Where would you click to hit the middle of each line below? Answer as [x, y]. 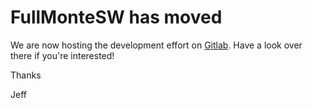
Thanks [26, 75]
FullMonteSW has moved [116, 17]
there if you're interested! [62, 55]
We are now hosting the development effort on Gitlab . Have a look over [156, 45]
